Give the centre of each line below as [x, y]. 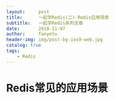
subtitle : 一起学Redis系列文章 [45, 23]
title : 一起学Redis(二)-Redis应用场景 [58, 17]
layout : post [28, 12]
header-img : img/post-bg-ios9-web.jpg [55, 40]
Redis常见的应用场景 [57, 88]
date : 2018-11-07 [36, 28]
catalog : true [24, 46]
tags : [13, 51]
